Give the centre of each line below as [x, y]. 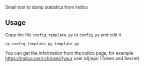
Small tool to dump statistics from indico [47, 7]
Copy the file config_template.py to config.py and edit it [63, 35]
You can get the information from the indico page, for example [69, 53]
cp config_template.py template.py [42, 44]
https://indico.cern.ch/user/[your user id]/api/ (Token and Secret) [72, 58]
